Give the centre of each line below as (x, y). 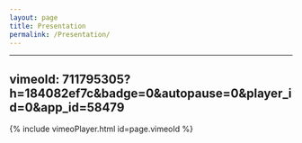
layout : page (34, 18)
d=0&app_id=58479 (67, 107)
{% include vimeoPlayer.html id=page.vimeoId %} (101, 129)
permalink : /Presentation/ (60, 34)
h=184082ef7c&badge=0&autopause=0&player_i (151, 93)
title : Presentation (48, 26)
